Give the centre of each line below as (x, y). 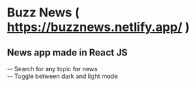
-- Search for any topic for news (52, 69)
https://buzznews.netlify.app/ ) (98, 27)
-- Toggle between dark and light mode (62, 76)
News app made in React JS (67, 52)
